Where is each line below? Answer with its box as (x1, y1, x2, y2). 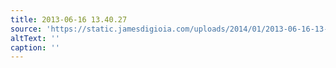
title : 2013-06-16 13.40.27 (10, 14, 128, 25)
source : (10, 24, 43, 34)
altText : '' (10, 33, 60, 43)
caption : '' (10, 42, 60, 53)
